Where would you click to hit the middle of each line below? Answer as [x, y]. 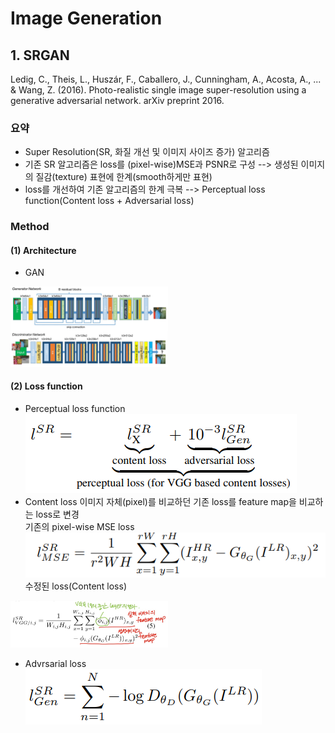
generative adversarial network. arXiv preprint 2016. [117, 100]
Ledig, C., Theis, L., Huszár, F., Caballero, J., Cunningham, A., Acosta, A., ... [166, 79]
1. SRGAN [40, 55]
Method [30, 227]
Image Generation [86, 18]
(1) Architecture [43, 250]
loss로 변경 [57, 514]
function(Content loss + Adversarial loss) [109, 201]
